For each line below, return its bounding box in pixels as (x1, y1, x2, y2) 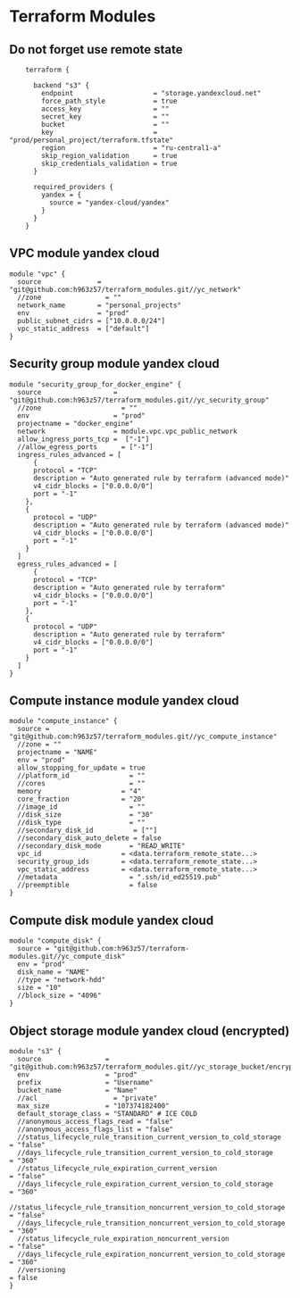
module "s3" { (9, 1047, 62, 1056)
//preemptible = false (17, 881, 158, 890)
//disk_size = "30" (17, 811, 154, 820)
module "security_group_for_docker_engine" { (9, 379, 181, 389)
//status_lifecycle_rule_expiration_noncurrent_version (17, 1235, 229, 1244)
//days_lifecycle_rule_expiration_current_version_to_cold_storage (17, 1180, 274, 1189)
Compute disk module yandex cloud (9, 912, 214, 928)
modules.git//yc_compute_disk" (9, 953, 126, 961)
